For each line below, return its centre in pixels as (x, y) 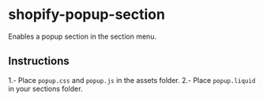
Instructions (39, 61)
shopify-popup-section (87, 15)
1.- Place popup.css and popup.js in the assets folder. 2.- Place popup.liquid (132, 80)
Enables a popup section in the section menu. (82, 36)
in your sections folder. (45, 88)
